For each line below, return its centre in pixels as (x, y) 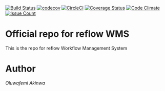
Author (20, 69)
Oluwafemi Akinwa (25, 83)
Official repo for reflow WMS (67, 34)
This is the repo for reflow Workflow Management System (66, 48)
